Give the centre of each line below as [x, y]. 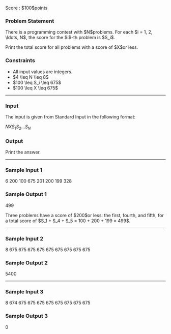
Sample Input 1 [24, 170]
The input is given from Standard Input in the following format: [70, 116]
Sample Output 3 [27, 316]
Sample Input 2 [24, 238]
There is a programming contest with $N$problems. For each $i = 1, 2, [79, 32]
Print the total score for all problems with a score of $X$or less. [72, 47]
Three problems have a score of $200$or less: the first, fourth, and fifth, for [84, 215]
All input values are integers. [42, 72]
